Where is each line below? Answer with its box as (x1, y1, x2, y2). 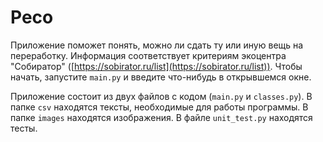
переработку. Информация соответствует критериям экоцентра (10, 49, 287, 61)
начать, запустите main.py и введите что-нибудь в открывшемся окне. (10, 71, 312, 83)
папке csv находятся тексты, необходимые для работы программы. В (10, 101, 309, 113)
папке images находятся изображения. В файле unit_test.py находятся (10, 111, 313, 123)
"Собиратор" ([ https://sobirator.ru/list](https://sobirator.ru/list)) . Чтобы (10, 60, 303, 72)
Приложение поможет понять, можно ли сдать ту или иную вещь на (10, 39, 304, 51)
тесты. (10, 122, 38, 134)
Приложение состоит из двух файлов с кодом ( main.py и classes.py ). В (10, 90, 313, 102)
